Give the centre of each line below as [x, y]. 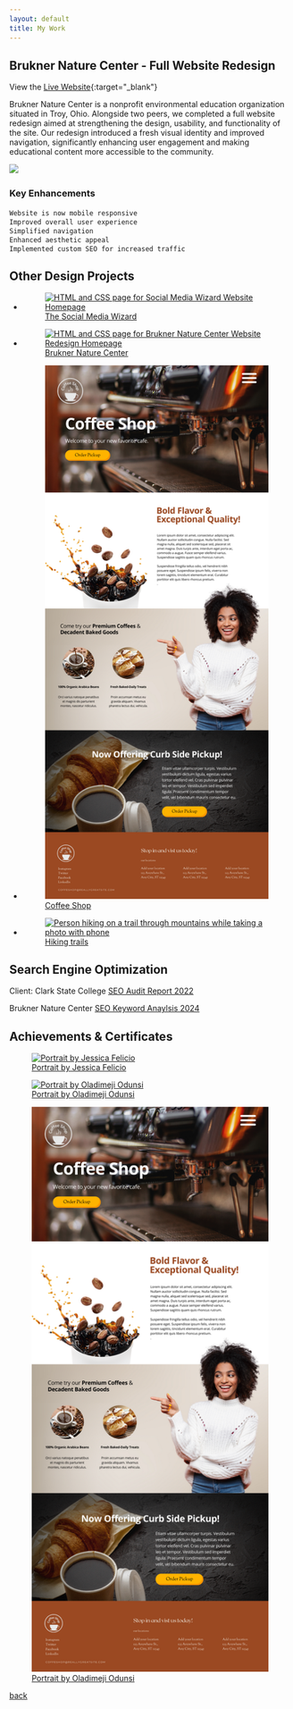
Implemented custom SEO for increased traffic [97, 249]
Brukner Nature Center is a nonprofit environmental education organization [147, 105]
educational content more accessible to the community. [112, 152]
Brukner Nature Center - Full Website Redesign [142, 66]
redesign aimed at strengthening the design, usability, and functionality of [145, 123]
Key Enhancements [52, 194]
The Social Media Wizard [91, 316]
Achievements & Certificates [91, 1036]
